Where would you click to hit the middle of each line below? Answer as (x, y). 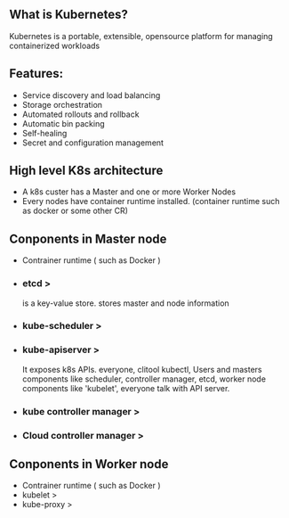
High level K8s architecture (86, 171)
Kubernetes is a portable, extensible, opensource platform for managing (141, 36)
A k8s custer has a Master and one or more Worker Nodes (129, 192)
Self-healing (44, 133)
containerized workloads (55, 45)
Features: (36, 74)
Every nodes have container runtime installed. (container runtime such (151, 201)
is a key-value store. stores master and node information (125, 303)
